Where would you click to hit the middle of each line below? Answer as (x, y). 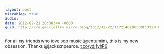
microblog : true (21, 14)
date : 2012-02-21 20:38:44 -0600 (39, 23)
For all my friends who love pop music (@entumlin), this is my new (72, 41)
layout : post (18, 9)
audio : (12, 18)
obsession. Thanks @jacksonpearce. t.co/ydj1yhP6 (56, 46)
